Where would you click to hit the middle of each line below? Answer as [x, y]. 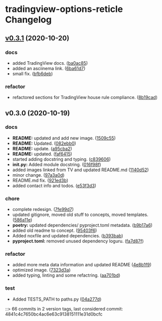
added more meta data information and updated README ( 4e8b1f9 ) [82, 265]
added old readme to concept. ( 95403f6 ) [55, 230]
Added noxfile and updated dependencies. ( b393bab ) [68, 236]
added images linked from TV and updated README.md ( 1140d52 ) [81, 170]
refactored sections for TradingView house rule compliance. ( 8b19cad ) [85, 98]
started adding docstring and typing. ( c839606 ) [62, 159]
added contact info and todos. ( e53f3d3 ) [54, 186]
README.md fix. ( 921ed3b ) [40, 180]
